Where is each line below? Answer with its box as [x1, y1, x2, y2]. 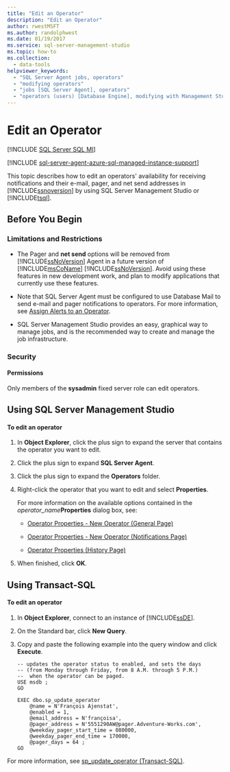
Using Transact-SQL [7, 579, 96, 591]
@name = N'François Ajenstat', [29, 703, 119, 710]
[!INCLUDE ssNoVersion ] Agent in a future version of [16, 257, 164, 265]
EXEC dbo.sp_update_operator [16, 697, 101, 703]
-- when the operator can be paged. [16, 672, 125, 679]
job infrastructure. [16, 334, 68, 343]
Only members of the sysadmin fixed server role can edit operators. [7, 384, 200, 392]
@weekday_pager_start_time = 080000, [29, 727, 137, 734]
